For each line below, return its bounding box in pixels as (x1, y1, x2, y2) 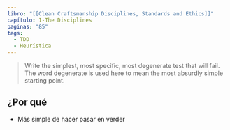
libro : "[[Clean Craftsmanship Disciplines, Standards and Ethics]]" (7, 10, 215, 17)
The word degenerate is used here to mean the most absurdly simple (24, 69, 224, 77)
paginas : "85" (7, 23, 49, 30)
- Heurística (13, 42, 52, 49)
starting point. (24, 76, 65, 84)
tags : (7, 29, 23, 37)
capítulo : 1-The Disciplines (7, 17, 92, 24)
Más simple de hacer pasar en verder (17, 115, 126, 123)
